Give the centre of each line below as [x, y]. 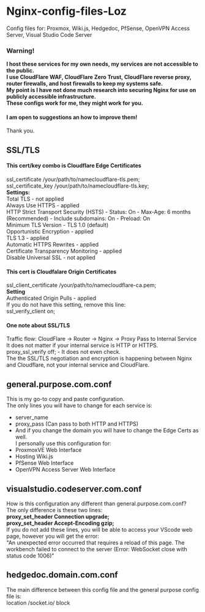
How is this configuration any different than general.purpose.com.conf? [96, 503]
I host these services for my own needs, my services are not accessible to [102, 64]
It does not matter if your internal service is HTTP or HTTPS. [82, 345]
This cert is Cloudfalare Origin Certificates [61, 272]
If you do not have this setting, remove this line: [66, 305]
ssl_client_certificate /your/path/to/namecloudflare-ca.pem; [81, 285]
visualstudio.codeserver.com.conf [74, 489]
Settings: [18, 193]
